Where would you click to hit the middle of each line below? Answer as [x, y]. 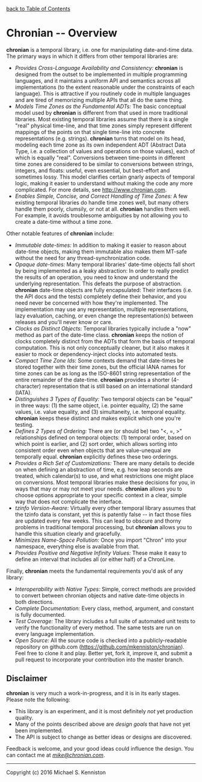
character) [28, 386]
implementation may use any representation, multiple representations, [102, 309]
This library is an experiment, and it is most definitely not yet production [104, 711]
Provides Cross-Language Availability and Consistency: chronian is [99, 68]
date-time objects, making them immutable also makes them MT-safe [101, 251]
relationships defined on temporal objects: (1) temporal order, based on [103, 437]
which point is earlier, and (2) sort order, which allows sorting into [96, 443]
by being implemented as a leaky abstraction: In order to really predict [102, 270]
